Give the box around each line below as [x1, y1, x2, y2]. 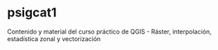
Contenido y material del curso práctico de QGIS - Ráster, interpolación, [7, 27, 212, 36]
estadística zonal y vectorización [7, 34, 101, 42]
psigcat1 [7, 5, 57, 21]
